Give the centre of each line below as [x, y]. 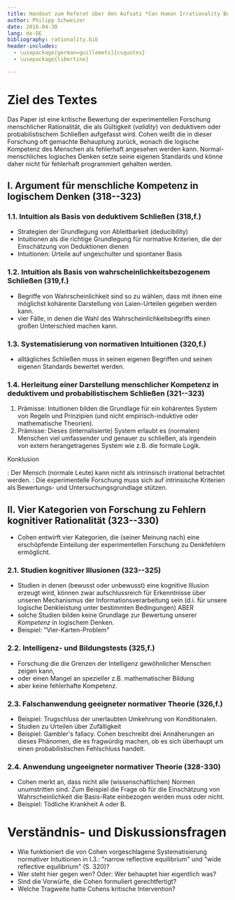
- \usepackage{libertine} [51, 59]
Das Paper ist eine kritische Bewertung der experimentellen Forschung [109, 119]
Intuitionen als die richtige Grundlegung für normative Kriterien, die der [120, 239]
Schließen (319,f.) [38, 281]
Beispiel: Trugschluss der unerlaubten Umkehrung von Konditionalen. [117, 719]
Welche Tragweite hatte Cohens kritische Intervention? [97, 889]
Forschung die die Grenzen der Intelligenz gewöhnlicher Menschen [114, 663]
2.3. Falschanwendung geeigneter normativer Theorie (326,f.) [115, 704]
